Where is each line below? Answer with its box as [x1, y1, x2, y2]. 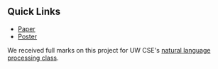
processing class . [7, 53, 59, 62]
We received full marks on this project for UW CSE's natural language [7, 46, 211, 54]
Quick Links [7, 6, 61, 18]
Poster [17, 32, 38, 41]
